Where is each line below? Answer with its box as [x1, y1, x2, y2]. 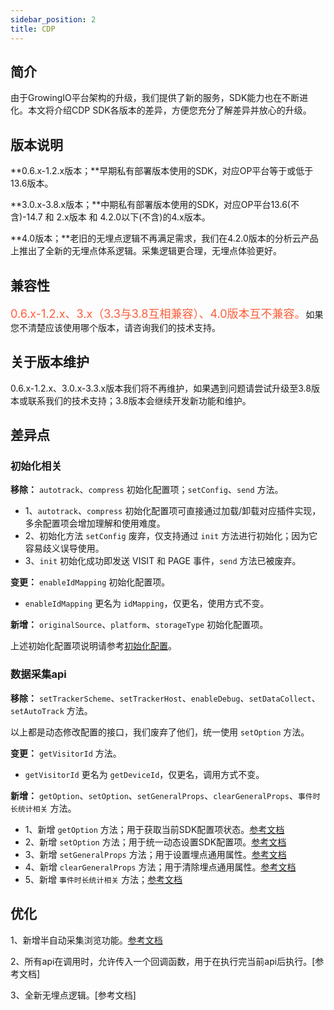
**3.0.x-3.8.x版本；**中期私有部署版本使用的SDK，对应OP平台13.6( [10, 199, 291, 211]
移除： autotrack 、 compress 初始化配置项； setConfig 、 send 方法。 [10, 484, 284, 496]
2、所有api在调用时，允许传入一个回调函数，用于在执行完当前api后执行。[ [10, 955, 316, 967]
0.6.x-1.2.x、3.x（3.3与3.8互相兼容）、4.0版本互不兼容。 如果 [10, 306, 324, 321]
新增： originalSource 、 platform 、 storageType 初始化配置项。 [10, 619, 269, 631]
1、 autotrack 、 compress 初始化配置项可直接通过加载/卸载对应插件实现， [24, 505, 322, 517]
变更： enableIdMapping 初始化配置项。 [10, 576, 171, 588]
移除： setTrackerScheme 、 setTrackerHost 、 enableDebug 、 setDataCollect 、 [10, 692, 321, 704]
